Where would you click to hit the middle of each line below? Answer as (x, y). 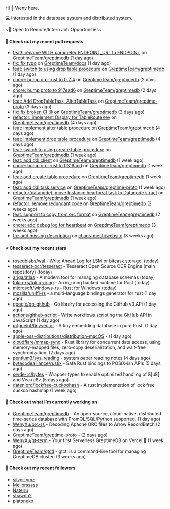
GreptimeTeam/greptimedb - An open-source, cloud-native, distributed (87, 413)
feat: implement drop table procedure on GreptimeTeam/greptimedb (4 (87, 139)
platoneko (23, 501)
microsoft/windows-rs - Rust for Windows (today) (64, 288)
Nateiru (20, 490)
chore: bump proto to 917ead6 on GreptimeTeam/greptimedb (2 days (84, 90)
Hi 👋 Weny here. (22, 8)
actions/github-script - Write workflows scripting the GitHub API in (82, 315)
